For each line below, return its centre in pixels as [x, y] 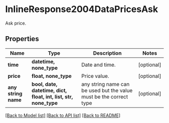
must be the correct [105, 96]
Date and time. [98, 65]
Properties [22, 39]
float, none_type [52, 76]
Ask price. [16, 23]
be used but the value [107, 90]
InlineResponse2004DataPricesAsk [82, 9]
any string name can [105, 84]
